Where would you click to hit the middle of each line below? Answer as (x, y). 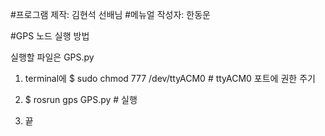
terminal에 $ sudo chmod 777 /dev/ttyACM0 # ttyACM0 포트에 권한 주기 (170, 78)
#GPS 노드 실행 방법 (50, 36)
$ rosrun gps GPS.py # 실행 (81, 99)
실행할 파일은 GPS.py (52, 57)
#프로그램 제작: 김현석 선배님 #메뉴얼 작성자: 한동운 (110, 14)
